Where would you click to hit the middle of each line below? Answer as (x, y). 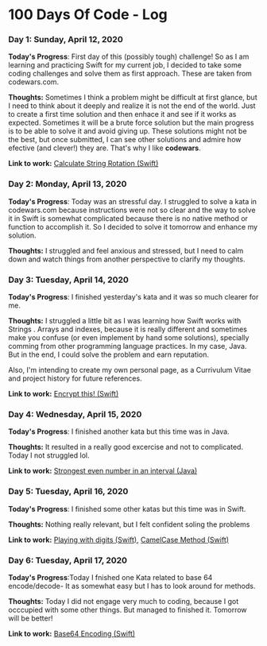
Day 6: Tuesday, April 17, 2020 (68, 560)
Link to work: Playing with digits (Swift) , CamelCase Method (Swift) (118, 540)
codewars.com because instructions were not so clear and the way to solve (132, 210)
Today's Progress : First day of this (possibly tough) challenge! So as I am (129, 56)
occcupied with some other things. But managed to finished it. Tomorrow (128, 609)
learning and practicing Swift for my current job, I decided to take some (125, 65)
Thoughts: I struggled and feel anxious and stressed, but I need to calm (126, 250)
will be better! (31, 618)
